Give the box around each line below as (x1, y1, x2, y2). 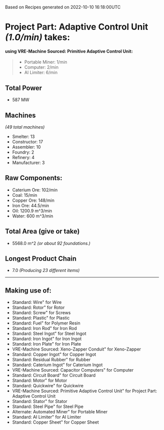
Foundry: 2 (12, 149, 34, 155)
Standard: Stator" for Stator (12, 399, 67, 404)
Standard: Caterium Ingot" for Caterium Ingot (12, 362, 103, 368)
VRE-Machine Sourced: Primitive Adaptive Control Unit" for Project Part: (12, 388, 157, 394)
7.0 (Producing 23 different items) (12, 268, 80, 273)
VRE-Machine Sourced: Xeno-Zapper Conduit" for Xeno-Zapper (12, 346, 142, 352)
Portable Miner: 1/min (24, 59, 67, 65)
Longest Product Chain (5, 255, 77, 263)
